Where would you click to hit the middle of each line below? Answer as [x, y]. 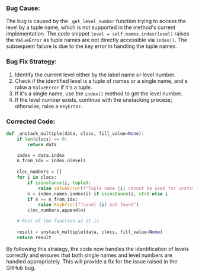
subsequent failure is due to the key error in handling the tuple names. [92, 46]
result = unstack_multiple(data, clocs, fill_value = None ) [90, 232]
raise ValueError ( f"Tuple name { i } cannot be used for [107, 188]
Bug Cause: [23, 8]
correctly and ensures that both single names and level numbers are [89, 255]
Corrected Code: [31, 121]
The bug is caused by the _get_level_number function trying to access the [96, 21]
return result [34, 237]
